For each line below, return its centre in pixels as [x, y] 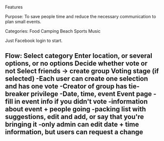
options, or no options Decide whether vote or [76, 64]
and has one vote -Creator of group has [66, 87]
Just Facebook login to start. [34, 40]
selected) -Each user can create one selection [77, 79]
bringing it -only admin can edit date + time [72, 125]
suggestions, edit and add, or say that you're [74, 117]
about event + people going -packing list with [76, 109]
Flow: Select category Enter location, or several [79, 56]
